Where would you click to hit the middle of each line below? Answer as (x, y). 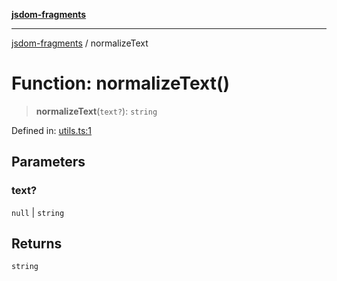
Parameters (48, 162)
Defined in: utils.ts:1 (52, 130)
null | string (38, 212)
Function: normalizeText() (121, 83)
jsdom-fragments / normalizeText (80, 43)
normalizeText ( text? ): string (96, 111)
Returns (37, 244)
